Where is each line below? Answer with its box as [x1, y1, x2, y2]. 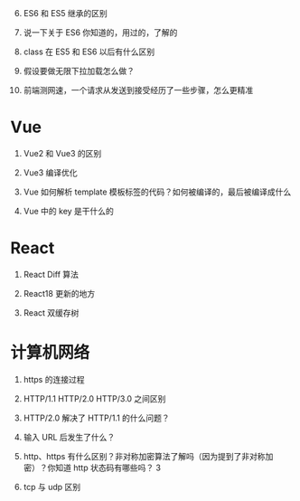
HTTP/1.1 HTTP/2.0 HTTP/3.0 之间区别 [23, 392, 166, 404]
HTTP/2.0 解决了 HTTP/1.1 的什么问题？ [23, 412, 170, 423]
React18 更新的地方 [23, 288, 96, 298]
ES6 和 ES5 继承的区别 [23, 8, 108, 18]
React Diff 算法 [23, 269, 80, 279]
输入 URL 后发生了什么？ [23, 431, 116, 442]
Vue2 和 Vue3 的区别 [23, 147, 102, 158]
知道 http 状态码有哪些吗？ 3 [54, 462, 162, 473]
